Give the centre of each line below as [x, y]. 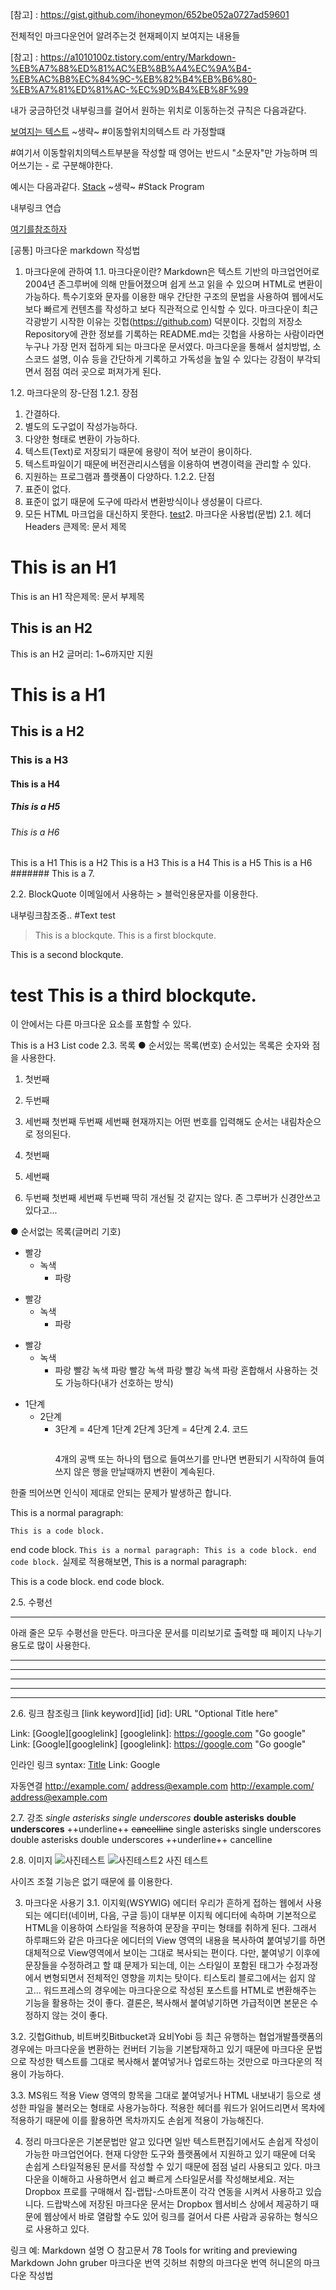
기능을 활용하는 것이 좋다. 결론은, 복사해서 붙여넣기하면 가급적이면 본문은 [166, 2003]
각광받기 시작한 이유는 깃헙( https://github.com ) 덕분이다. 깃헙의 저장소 [163, 321]
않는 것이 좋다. [79, 2015]
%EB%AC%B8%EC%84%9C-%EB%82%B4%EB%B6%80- [133, 79]
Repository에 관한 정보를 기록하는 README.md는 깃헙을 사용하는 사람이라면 [174, 334]
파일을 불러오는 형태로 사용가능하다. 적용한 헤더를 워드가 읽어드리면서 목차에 [177, 2108]
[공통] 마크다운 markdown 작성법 [75, 250]
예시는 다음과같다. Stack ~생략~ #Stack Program [107, 186]
